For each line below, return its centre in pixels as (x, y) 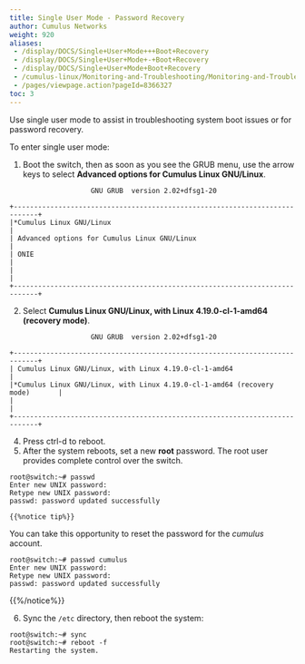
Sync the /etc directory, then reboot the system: (113, 618)
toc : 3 (22, 93)
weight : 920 (32, 34)
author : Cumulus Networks (58, 26)
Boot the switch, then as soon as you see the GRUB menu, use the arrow (158, 164)
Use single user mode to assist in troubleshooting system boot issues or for (151, 120)
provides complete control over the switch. (103, 460)
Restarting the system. (54, 650)
